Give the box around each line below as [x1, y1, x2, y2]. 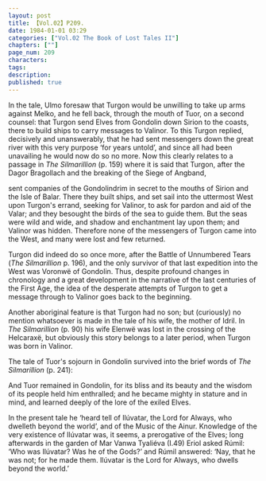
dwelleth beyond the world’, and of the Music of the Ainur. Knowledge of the [8, 421, 258, 431]
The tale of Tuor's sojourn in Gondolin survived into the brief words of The [8, 356, 252, 366]
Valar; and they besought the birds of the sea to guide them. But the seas [8, 209, 248, 218]
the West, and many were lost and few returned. [8, 234, 166, 244]
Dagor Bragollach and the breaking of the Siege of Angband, [8, 168, 206, 178]
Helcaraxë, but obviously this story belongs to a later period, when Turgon [8, 332, 251, 342]
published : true [8, 78, 62, 86]
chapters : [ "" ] [8, 41, 59, 49]
